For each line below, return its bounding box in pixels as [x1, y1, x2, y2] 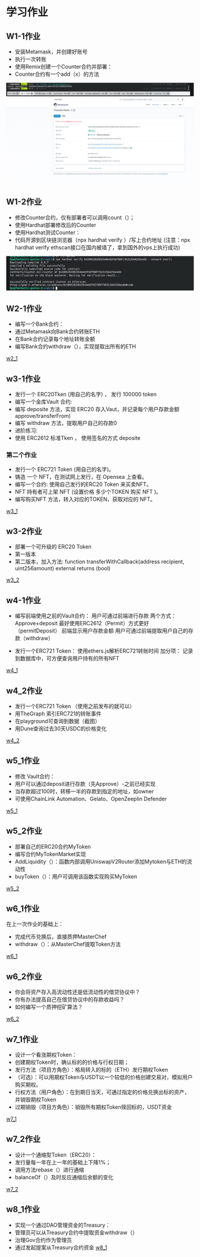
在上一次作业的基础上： [6, 920, 64, 928]
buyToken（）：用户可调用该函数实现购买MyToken [14, 873, 137, 880]
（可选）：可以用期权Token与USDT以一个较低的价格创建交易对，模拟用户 [14, 1074, 193, 1081]
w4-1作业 [6, 595, 41, 605]
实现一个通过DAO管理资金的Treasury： [14, 1221, 111, 1228]
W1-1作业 [6, 31, 40, 41]
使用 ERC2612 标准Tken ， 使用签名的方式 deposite [14, 435, 141, 442]
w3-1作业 [6, 374, 41, 384]
